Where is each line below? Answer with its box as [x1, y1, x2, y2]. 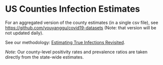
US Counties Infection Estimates [5, 3, 140, 15]
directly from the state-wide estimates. [5, 54, 84, 60]
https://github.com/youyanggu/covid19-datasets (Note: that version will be [5, 24, 157, 30]
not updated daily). [5, 30, 43, 36]
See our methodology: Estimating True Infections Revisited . [5, 39, 126, 45]
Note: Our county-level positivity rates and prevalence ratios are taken [5, 49, 148, 55]
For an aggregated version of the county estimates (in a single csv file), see [5, 20, 159, 25]
